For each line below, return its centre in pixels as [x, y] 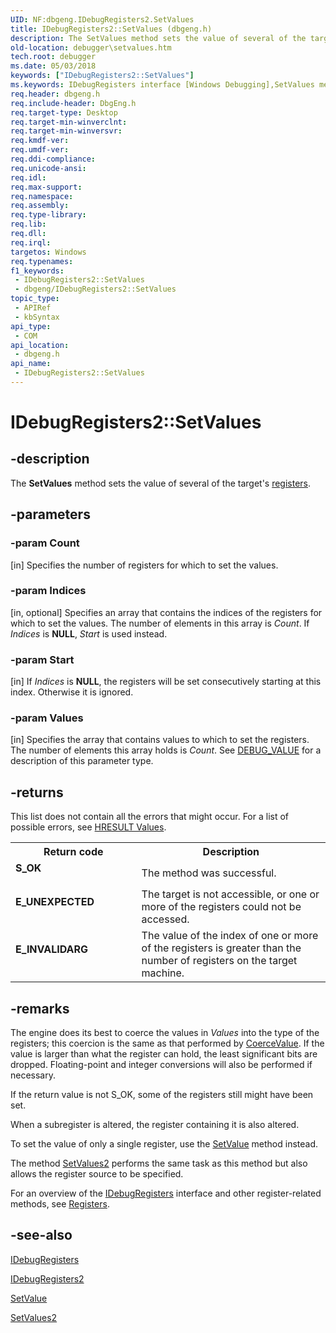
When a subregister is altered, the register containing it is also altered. [155, 1125]
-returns [37, 792]
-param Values [47, 718]
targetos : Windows [48, 252]
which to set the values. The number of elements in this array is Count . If [160, 623]
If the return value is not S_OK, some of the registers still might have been [162, 1095]
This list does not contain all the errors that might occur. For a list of [150, 817]
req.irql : [31, 242]
